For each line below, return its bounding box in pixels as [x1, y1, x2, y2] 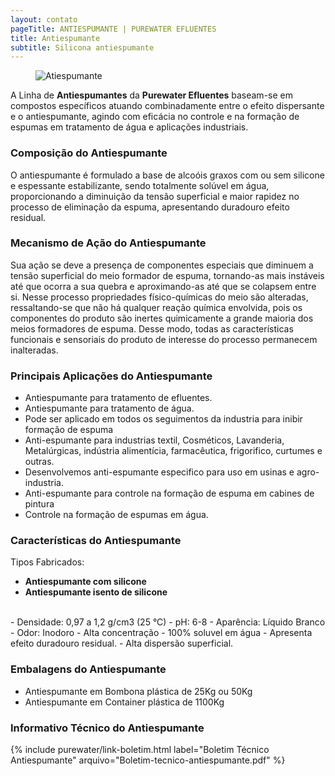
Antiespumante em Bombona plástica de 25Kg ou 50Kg [24, 685, 253, 697]
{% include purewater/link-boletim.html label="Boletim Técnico [10, 744, 270, 756]
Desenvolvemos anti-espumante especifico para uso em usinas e [24, 466, 295, 478]
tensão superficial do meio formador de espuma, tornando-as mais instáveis [10, 269, 325, 281]
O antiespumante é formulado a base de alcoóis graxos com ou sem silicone [10, 169, 325, 181]
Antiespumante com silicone [24, 576, 147, 588]
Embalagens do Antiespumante [10, 662, 167, 676]
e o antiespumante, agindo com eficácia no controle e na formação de [10, 111, 300, 123]
